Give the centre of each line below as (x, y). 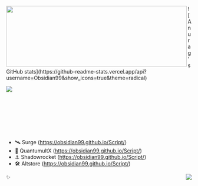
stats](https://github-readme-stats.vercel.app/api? (86, 72)
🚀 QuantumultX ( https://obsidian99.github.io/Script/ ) (78, 151)
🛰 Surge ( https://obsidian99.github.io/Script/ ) (70, 142)
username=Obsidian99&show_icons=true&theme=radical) (77, 78)
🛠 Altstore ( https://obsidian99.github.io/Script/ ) (72, 164)
